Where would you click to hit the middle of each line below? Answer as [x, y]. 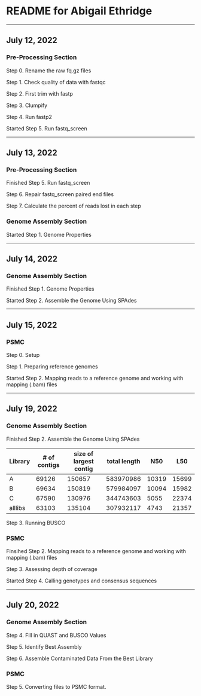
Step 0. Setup [23, 355]
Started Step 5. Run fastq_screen [47, 128]
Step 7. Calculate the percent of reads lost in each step [74, 206]
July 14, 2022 [32, 259]
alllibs [17, 508]
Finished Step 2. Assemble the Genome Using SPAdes [73, 439]
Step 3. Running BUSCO [36, 523]
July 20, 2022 [33, 605]
